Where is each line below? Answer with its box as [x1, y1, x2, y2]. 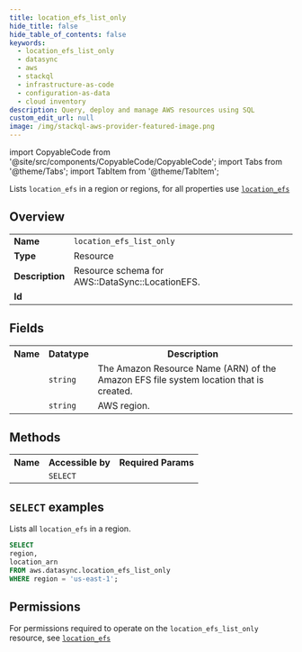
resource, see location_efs [9, 632, 111, 644]
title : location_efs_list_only [9, 13, 127, 23]
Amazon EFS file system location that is [97, 373, 264, 385]
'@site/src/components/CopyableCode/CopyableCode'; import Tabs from [9, 157, 283, 167]
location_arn [9, 557, 58, 566]
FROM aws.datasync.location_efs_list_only [9, 566, 171, 575]
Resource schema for [73, 264, 164, 276]
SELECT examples [9, 499, 105, 514]
